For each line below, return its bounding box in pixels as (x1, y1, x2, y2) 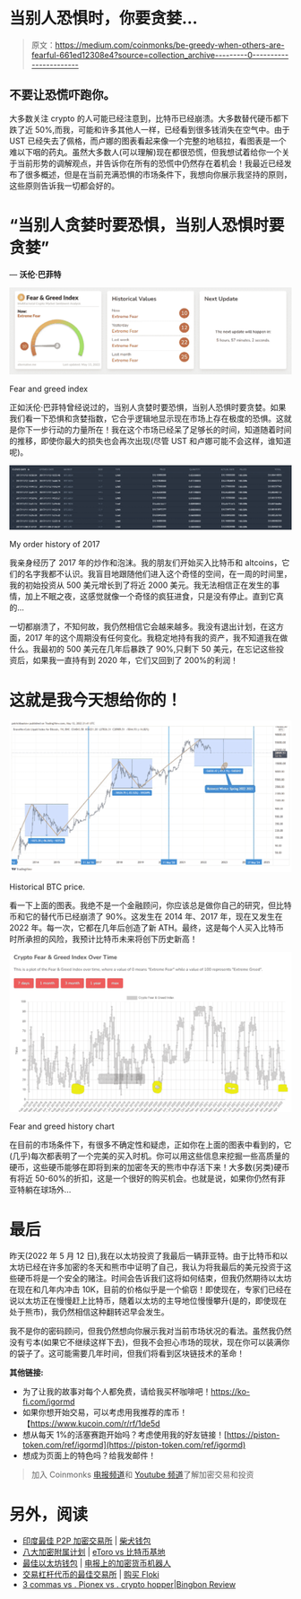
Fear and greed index (9, 383, 88, 394)
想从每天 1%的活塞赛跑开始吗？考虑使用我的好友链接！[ (21, 1429, 228, 1440)
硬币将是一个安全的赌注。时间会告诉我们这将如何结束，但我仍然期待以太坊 (16, 1273, 292, 1284)
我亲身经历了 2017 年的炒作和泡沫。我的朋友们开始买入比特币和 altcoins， (9, 557, 282, 568)
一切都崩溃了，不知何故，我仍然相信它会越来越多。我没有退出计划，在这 (9, 621, 276, 633)
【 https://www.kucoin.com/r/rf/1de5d (21, 1419, 160, 1429)
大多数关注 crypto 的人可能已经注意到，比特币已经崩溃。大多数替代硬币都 (9, 113, 281, 124)
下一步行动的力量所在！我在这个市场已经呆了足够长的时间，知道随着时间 (24, 424, 292, 435)
